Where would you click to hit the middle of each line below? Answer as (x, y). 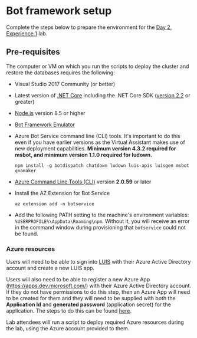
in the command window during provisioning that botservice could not (100, 227)
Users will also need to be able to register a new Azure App (78, 280)
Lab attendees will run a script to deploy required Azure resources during (95, 322)
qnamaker (25, 170)
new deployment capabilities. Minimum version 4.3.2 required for (95, 148)
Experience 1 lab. (27, 33)
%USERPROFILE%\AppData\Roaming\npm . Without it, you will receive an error (102, 221)
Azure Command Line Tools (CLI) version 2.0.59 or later (83, 182)
